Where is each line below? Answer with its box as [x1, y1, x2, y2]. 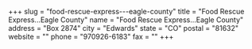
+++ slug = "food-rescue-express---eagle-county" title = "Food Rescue [8, 7, 245, 16]
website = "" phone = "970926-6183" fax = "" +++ [8, 32, 174, 41]
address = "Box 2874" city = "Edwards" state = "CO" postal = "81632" [8, 24, 239, 32]
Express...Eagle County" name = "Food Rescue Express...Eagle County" [8, 15, 244, 24]
